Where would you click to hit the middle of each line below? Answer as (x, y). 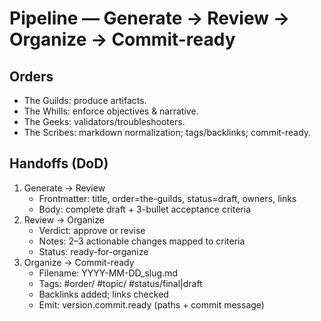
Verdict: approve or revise (92, 230)
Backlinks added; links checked (103, 294)
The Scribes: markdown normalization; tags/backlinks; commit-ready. (167, 132)
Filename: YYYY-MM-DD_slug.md (108, 273)
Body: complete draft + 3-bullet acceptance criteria (145, 209)
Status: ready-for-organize (93, 251)
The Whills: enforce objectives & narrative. (111, 111)
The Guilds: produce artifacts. (85, 100)
